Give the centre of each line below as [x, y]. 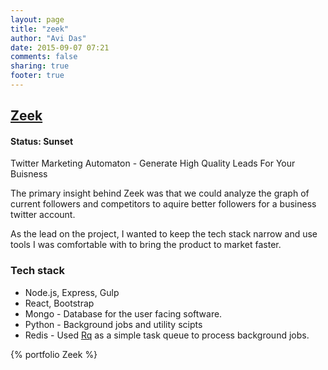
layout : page [37, 19]
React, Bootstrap [59, 303]
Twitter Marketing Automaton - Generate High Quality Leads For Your [153, 163]
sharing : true [40, 66]
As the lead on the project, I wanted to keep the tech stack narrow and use [164, 234]
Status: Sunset [42, 141]
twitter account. [43, 215]
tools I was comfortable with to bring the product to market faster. [146, 245]
